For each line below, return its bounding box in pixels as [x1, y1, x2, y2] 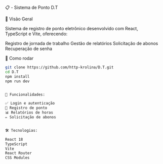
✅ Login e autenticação [5, 101, 55, 106]
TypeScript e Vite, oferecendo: [5, 31, 68, 37]
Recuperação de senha [5, 46, 53, 52]
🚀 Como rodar [5, 55, 34, 61]
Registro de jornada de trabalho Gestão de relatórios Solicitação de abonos [5, 41, 158, 46]
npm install [5, 74, 30, 79]
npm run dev [5, 79, 30, 84]
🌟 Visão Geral [5, 16, 33, 22]
